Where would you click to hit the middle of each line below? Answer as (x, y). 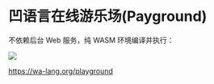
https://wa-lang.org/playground (61, 71)
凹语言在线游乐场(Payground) (108, 16)
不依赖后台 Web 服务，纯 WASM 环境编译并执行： (91, 40)
